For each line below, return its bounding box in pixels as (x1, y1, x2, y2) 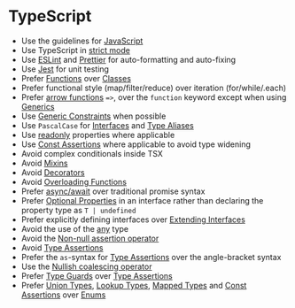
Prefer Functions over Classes (20, 73, 132, 83)
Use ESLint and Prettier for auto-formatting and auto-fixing (20, 54, 237, 65)
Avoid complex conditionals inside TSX (20, 148, 163, 158)
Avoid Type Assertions (20, 242, 104, 253)
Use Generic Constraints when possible (20, 111, 167, 121)
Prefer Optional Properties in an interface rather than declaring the (20, 195, 264, 205)
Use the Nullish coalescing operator (20, 261, 152, 272)
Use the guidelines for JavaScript (20, 35, 144, 46)
